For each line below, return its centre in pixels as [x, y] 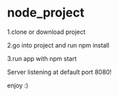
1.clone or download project [46, 32]
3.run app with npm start [42, 58]
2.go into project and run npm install [58, 45]
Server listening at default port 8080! [59, 72]
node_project [46, 13]
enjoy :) [18, 85]
